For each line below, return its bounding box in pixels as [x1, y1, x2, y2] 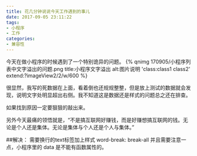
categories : [6, 36, 35, 42]
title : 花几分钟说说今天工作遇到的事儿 [6, 8, 90, 15]
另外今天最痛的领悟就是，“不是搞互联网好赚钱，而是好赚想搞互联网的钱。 [6, 116, 184, 123]
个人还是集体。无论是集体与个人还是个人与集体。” [16, 124, 135, 131]
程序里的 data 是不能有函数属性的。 [21, 143, 107, 150]
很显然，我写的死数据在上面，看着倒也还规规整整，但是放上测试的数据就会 [6, 84, 186, 91]
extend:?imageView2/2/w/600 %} [6, 72, 88, 79]
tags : [6, 19, 19, 25]
